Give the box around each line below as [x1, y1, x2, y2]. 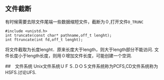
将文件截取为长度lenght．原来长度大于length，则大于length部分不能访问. [5, 46, 154, 52]
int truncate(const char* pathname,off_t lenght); [5, 33, 112, 38]
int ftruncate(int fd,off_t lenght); [5, 37, 83, 42]
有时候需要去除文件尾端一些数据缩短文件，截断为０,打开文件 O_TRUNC [5, 19, 144, 25]
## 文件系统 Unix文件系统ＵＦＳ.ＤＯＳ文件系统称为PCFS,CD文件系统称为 [5, 63, 159, 69]
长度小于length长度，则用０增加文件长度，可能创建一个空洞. [9, 52, 132, 58]
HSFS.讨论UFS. [5, 69, 37, 75]
